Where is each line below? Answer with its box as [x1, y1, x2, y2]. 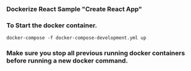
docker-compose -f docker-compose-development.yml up [6, 35, 147, 41]
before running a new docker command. [6, 56, 129, 65]
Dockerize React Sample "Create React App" [6, 5, 143, 13]
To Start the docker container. [6, 21, 97, 29]
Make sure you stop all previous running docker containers [6, 49, 185, 58]
